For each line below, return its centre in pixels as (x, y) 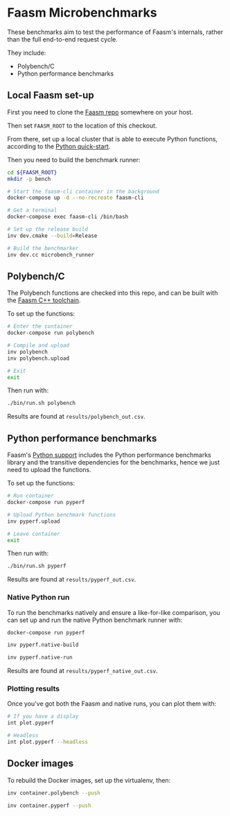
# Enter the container (40, 327)
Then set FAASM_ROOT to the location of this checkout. (82, 125)
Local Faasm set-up (51, 95)
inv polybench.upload (38, 358)
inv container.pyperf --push (49, 806)
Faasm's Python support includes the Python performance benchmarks (109, 455)
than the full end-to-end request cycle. (62, 39)
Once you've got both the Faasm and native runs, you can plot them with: (112, 704)
